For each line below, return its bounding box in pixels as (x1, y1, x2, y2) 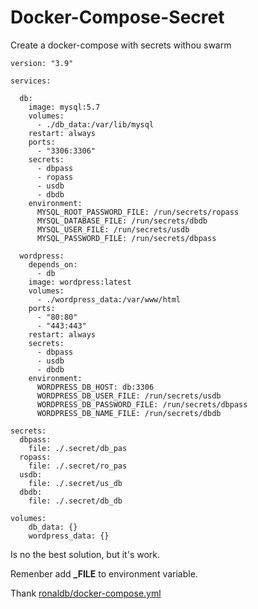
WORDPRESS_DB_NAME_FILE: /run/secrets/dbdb (36, 408, 222, 418)
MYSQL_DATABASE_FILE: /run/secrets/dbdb (36, 216, 208, 226)
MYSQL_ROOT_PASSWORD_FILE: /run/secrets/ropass (36, 207, 240, 217)
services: (10, 76, 52, 86)
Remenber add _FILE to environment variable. (10, 567, 198, 580)
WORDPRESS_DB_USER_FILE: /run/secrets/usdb (36, 391, 222, 401)
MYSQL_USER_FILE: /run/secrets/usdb (36, 224, 190, 235)
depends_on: (28, 259, 78, 270)
